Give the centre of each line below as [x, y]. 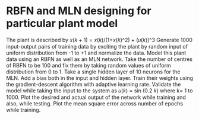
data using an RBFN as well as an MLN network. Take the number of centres [99, 59]
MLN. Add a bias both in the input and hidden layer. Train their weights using [100, 78]
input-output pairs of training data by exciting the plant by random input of [97, 46]
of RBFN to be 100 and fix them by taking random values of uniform [89, 65]
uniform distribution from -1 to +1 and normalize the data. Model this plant [96, 53]
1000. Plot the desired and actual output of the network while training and [96, 97]
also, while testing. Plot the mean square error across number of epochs [94, 103]
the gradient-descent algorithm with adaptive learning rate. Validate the [94, 84]
